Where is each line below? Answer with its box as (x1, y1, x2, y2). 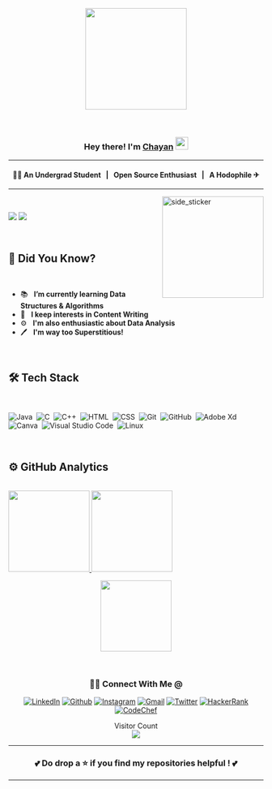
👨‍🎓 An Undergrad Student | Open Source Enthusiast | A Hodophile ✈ (12, 170, 260, 179)
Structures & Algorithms (19, 301, 104, 311)
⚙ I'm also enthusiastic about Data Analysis (19, 318, 176, 328)
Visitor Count (114, 721, 158, 731)
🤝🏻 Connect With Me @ (88, 678, 184, 689)
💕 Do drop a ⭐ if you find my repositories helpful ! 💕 (35, 757, 237, 769)
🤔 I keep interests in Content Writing (19, 309, 149, 320)
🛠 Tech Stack (8, 370, 79, 385)
